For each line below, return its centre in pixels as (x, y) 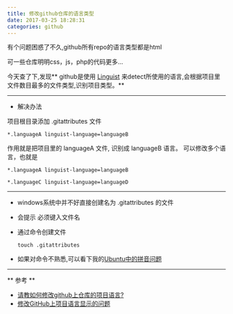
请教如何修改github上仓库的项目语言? (70, 295)
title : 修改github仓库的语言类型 (51, 14)
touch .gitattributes (48, 245)
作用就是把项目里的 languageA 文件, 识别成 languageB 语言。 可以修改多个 (113, 148)
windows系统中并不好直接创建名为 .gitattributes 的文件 (95, 203)
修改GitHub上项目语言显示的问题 (64, 304)
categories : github (35, 26)
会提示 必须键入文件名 (49, 217)
